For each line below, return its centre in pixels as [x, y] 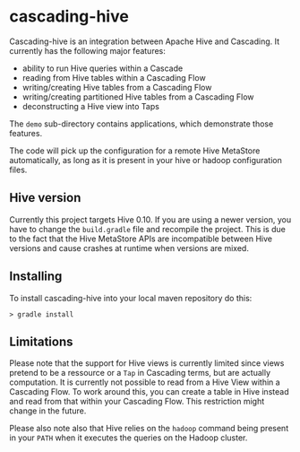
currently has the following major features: [87, 50]
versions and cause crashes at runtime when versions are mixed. [129, 248]
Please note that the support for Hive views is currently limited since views [147, 363]
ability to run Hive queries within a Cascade [103, 68]
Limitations [41, 341]
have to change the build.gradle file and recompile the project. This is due [148, 229]
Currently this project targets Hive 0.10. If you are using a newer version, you [150, 219]
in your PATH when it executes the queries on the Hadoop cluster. [129, 438]
